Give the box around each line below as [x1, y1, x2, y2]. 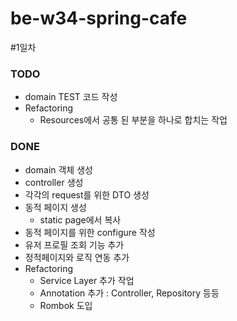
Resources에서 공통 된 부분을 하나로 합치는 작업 [39, 114, 228, 126]
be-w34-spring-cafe [10, 7, 188, 30]
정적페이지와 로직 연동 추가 [24, 251, 130, 263]
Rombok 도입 [39, 299, 93, 311]
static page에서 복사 [39, 213, 122, 226]
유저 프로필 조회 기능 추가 [24, 238, 125, 251]
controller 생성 [24, 176, 84, 188]
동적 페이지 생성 [24, 201, 87, 213]
